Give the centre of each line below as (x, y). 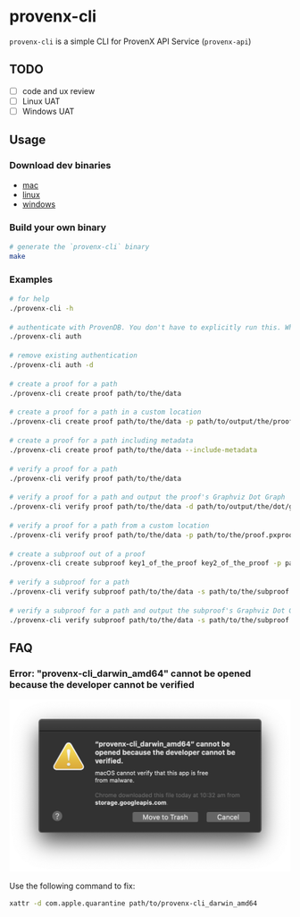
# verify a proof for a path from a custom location (109, 526)
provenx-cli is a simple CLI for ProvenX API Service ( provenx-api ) (130, 41)
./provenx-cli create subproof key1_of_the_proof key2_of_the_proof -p (145, 563)
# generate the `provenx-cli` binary (79, 247)
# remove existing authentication (74, 356)
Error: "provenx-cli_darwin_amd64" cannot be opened (130, 673)
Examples (31, 279)
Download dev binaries (60, 166)
